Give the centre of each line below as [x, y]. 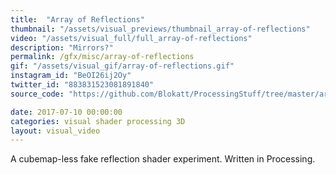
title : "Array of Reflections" [77, 19]
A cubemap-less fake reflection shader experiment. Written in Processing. [163, 159]
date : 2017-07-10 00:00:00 [66, 112]
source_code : [37, 94]
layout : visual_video [55, 131]
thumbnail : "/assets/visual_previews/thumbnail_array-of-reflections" [160, 29]
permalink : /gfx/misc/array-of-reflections [102, 57]
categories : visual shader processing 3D [98, 121]
